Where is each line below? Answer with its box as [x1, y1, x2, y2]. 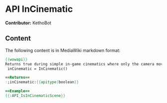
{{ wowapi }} [5, 57, 28, 62]
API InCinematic [5, 3, 73, 15]
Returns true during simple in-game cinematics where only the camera [5, 61, 155, 66]
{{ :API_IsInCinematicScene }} [5, 93, 66, 98]
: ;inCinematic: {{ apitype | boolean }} [5, 80, 79, 85]
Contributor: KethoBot [5, 20, 52, 26]
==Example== [5, 89, 30, 94]
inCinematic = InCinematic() [7, 66, 68, 71]
